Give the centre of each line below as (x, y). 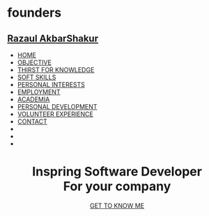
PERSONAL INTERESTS (51, 84)
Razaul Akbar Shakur (53, 39)
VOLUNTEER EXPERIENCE (55, 114)
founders (34, 13)
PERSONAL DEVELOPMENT (57, 107)
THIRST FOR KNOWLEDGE (56, 70)
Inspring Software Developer (117, 172)
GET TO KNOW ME (117, 206)
